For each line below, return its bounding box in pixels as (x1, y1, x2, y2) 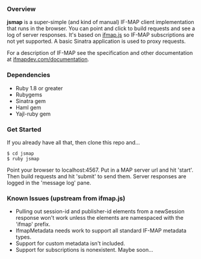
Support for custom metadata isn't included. (15, 240, 125, 247)
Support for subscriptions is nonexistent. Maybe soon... (15, 246, 153, 254)
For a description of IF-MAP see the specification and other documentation (7, 49, 193, 57)
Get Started (7, 125, 42, 134)
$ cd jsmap (7, 150, 34, 157)
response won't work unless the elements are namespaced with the (15, 214, 184, 222)
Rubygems (15, 91, 43, 98)
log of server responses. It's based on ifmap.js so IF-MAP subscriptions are (7, 31, 194, 39)
